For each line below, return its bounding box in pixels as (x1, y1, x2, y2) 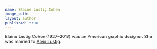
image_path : (5, 12, 29, 16)
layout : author (5, 16, 36, 21)
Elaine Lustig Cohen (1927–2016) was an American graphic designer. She (5, 34, 153, 39)
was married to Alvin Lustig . (5, 39, 62, 45)
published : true (5, 20, 38, 25)
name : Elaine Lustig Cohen (5, 7, 60, 12)
